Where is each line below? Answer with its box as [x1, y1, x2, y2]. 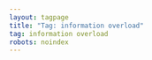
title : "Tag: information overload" [9, 21, 144, 30]
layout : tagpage [9, 12, 69, 22]
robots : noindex [9, 37, 69, 47]
